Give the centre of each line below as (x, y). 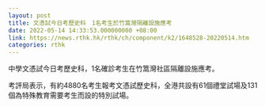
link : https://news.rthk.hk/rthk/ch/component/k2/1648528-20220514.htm (129, 38)
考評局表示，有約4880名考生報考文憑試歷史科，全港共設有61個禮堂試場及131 (133, 86)
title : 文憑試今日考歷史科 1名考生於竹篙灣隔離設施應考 (90, 23)
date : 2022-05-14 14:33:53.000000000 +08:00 (83, 30)
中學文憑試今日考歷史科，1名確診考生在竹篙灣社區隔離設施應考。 (114, 69)
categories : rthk (37, 45)
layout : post (30, 15)
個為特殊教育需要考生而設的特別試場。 (70, 95)
